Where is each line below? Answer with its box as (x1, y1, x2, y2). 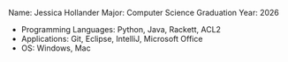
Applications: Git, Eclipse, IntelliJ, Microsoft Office (20, 34, 203, 44)
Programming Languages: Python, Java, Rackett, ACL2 (20, 24, 222, 34)
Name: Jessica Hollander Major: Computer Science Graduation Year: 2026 (8, 8, 279, 17)
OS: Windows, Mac (20, 43, 91, 53)
